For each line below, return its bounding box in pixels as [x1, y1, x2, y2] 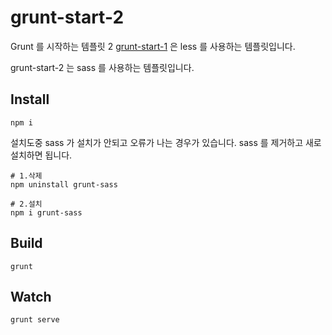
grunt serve [10, 315, 60, 325]
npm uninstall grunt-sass [10, 179, 118, 190]
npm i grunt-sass [10, 207, 83, 218]
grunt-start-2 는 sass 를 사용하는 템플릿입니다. [10, 61, 195, 73]
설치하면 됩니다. [10, 149, 73, 161]
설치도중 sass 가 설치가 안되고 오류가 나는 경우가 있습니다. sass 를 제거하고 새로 [10, 136, 322, 148]
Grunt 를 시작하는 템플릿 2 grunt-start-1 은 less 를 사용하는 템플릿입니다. [10, 40, 296, 52]
